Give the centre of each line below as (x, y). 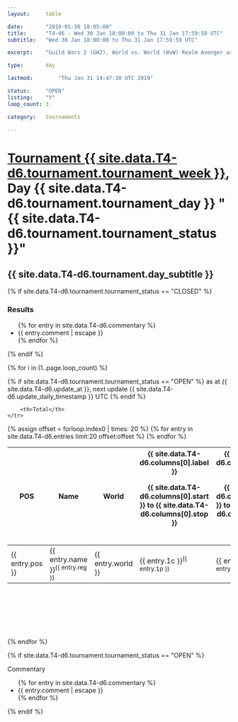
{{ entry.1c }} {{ (163, 560)
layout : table (34, 14)
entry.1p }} (154, 569)
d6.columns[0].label (174, 462)
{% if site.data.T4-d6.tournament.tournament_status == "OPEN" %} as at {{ (118, 381)
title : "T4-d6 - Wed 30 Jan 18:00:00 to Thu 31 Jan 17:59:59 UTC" (115, 33)
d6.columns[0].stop (175, 514)
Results (21, 310)
